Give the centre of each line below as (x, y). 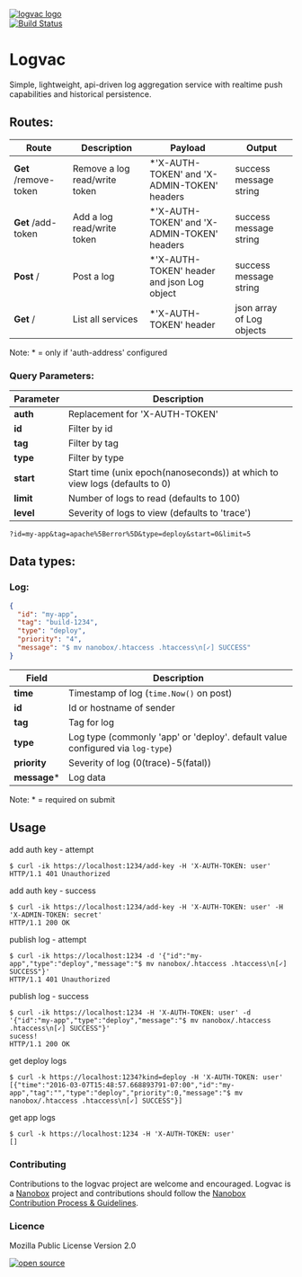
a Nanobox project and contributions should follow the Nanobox (128, 1193)
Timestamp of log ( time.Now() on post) (151, 693)
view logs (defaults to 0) (120, 483)
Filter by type (96, 458)
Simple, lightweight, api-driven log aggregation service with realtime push (146, 84)
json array (256, 307)
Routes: (31, 123)
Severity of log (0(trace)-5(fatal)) (140, 762)
